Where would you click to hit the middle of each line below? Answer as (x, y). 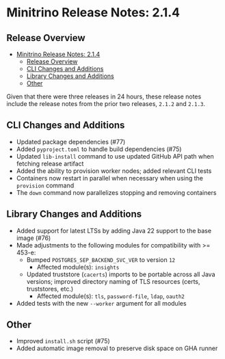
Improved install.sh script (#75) (63, 341)
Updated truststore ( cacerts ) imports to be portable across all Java (121, 274)
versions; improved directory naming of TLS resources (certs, (113, 281)
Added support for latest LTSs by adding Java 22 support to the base (114, 230)
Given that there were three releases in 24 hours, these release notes (104, 96)
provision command (45, 185)
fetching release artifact (50, 163)
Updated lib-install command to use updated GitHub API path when (115, 156)
